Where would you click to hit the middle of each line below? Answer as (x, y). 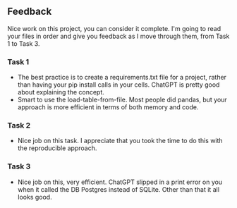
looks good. (35, 197)
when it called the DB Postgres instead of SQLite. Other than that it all (119, 189)
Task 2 (19, 126)
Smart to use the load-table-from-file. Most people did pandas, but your (122, 100)
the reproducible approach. (57, 148)
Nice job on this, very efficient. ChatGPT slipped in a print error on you (120, 182)
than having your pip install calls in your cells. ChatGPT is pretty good (119, 85)
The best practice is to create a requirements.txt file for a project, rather (122, 78)
